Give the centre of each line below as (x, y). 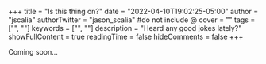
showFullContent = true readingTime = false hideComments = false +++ (126, 36)
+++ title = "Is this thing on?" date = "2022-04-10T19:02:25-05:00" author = (133, 11)
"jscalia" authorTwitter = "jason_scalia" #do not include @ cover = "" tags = (132, 20)
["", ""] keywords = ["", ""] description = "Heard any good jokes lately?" (125, 28)
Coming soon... (33, 52)
